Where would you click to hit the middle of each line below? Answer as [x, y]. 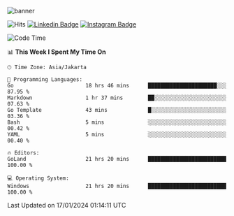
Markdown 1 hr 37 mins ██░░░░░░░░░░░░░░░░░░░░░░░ [117, 98]
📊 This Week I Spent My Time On [57, 52]
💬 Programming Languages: [45, 80]
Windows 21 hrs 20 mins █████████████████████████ [117, 186]
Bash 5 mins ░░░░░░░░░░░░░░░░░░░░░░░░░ [117, 122]
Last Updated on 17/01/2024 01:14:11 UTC [67, 205]
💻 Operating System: [38, 178]
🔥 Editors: [23, 153]
